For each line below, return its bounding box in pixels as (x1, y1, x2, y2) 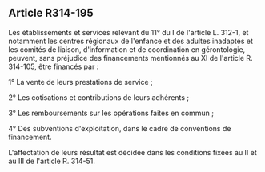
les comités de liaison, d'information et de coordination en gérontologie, (8, 44, 246, 54)
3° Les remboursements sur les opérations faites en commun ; (8, 108, 215, 118)
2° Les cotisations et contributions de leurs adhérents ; (8, 92, 190, 102)
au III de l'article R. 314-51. (8, 156, 96, 166)
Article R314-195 (8, 6, 94, 20)
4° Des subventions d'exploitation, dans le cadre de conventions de (8, 123, 231, 133)
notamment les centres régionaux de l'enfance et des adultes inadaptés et (8, 36, 254, 46)
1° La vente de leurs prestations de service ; (8, 77, 154, 86)
